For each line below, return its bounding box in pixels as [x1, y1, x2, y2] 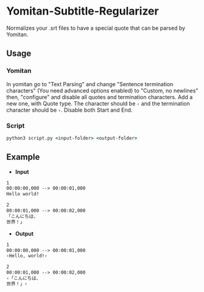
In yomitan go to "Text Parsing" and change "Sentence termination [6, 80, 174, 87]
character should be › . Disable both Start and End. [6, 106, 133, 114]
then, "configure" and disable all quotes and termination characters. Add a [6, 93, 193, 101]
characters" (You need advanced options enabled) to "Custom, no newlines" [6, 87, 199, 94]
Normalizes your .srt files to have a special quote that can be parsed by [6, 24, 186, 32]
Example [6, 152, 40, 162]
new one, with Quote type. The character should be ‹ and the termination [6, 100, 191, 107]
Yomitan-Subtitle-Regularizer [6, 4, 160, 18]
